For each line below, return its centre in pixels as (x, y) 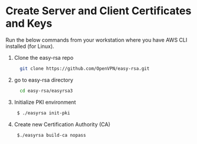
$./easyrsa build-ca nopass (51, 135)
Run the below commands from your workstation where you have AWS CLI (96, 40)
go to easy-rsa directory (43, 80)
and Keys (29, 23)
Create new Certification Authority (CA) (62, 124)
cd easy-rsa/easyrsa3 (46, 91)
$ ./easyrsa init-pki (43, 113)
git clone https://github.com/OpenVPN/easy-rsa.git (85, 68)
